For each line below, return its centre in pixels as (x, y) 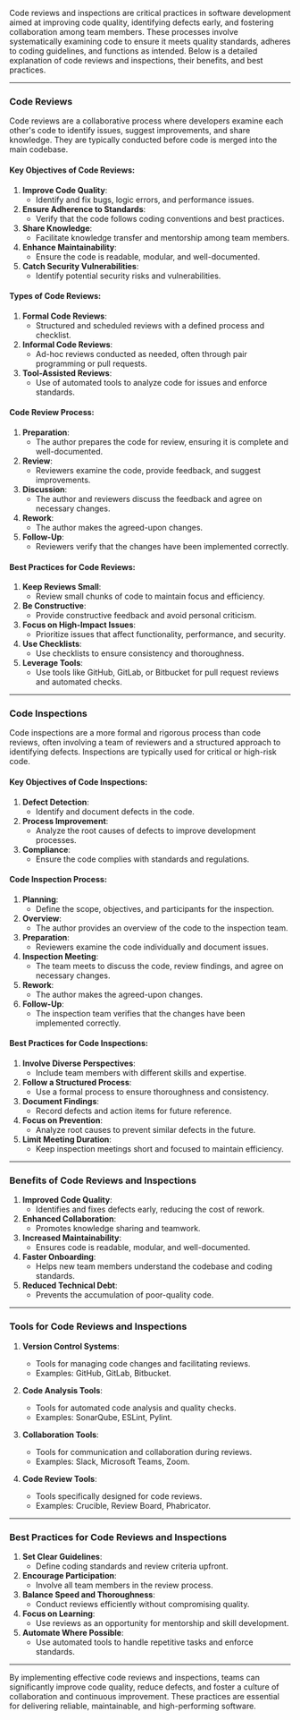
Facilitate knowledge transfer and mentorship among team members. (162, 237)
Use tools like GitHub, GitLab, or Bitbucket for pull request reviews (157, 673)
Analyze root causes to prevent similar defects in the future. (146, 1130)
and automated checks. (79, 682)
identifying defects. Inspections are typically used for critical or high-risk (143, 752)
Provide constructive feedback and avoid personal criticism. (146, 616)
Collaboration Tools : (61, 1435)
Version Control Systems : (71, 1346)
